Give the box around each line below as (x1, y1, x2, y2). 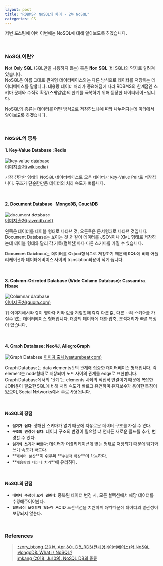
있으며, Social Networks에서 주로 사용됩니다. (5, 389, 91, 395)
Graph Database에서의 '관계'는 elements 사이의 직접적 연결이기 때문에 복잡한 (5, 377, 153, 383)
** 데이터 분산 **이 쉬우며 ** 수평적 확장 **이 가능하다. (12, 453, 108, 459)
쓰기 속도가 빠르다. (12, 447, 48, 452)
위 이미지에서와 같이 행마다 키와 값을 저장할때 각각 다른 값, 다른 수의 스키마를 (5, 310, 150, 316)
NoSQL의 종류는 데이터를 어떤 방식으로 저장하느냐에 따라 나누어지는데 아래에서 (5, 106, 155, 112)
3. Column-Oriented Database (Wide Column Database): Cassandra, (5, 277, 146, 283)
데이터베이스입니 (123, 89, 155, 95)
